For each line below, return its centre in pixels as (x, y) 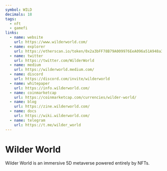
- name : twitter (26, 56)
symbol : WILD (19, 10)
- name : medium (25, 65)
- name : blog (23, 102)
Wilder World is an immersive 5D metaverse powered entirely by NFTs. (78, 163)
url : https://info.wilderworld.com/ (52, 88)
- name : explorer (28, 47)
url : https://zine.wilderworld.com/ (52, 107)
